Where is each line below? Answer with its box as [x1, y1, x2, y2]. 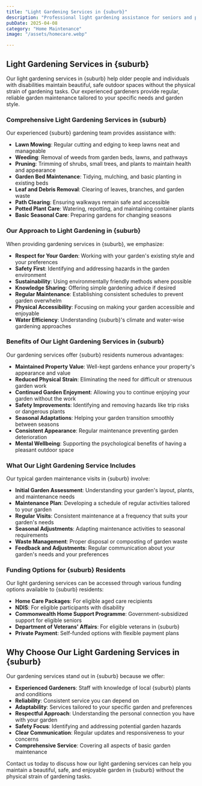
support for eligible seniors [14, 616, 82, 624]
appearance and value [14, 369, 71, 376]
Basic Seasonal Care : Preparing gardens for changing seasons [14, 212, 172, 219]
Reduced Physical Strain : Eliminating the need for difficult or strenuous [14, 375, 192, 383]
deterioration [14, 433, 47, 440]
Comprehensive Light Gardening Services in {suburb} [6, 115, 167, 124]
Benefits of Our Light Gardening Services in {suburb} [6, 337, 165, 346]
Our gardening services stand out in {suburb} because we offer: [6, 673, 165, 680]
